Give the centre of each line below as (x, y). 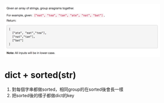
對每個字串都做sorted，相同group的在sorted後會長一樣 (67, 89)
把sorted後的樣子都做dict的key (43, 95)
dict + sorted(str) (40, 75)
